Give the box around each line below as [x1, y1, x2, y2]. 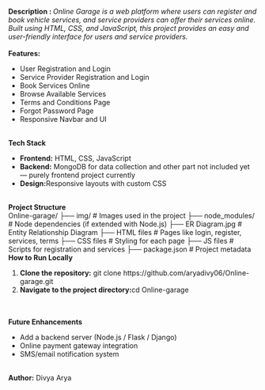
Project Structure [8, 203, 66, 212]
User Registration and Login [19, 64, 111, 74]
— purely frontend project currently [19, 170, 136, 180]
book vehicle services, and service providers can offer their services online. [8, 15, 256, 25]
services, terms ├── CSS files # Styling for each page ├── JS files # [8, 237, 234, 245]
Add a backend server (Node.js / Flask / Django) [19, 332, 177, 342]
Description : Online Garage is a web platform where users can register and [8, 7, 257, 16]
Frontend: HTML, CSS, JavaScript [19, 153, 132, 163]
